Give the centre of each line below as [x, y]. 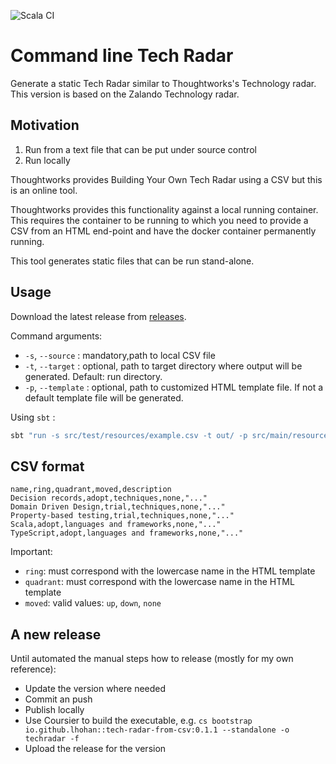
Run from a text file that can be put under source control [140, 149]
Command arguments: [56, 336]
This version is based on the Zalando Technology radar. [125, 94]
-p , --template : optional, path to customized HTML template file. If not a [174, 387]
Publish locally [54, 710]
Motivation [45, 125]
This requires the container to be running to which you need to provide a [159, 220]
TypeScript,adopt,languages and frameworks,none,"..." [127, 533]
